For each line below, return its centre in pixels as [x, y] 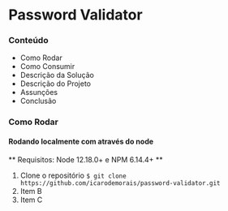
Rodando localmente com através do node [81, 141]
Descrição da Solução [57, 75]
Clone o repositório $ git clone [73, 175]
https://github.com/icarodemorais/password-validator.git [120, 183]
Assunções [39, 93]
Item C [31, 200]
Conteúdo [28, 41]
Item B [31, 191]
